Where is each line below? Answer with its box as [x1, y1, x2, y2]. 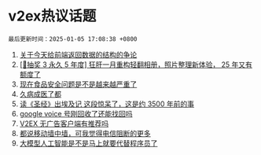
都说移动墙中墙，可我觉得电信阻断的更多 [19, 128, 151, 138]
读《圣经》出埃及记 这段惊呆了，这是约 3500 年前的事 [19, 99, 195, 109]
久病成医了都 [19, 89, 61, 98]
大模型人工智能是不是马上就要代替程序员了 [19, 138, 158, 148]
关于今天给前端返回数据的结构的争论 [19, 50, 138, 59]
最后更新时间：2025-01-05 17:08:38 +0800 [8, 35, 138, 43]
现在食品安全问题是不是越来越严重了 [19, 79, 138, 89]
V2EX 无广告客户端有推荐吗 [19, 119, 108, 128]
